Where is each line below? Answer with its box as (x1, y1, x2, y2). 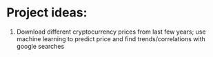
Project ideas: (6, 5, 88, 21)
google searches (16, 42, 65, 50)
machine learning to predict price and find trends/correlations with (16, 34, 206, 43)
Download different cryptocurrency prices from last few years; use (16, 27, 206, 36)
